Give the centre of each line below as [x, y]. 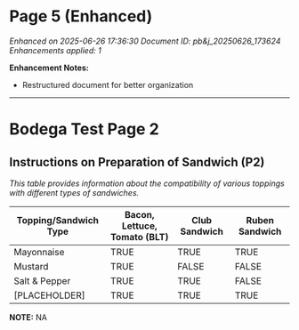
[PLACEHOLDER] [50, 295]
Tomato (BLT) [139, 237]
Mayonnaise [39, 252]
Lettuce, [139, 226]
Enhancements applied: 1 [56, 50]
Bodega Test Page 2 [85, 129]
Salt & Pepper [42, 280]
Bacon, [139, 214]
